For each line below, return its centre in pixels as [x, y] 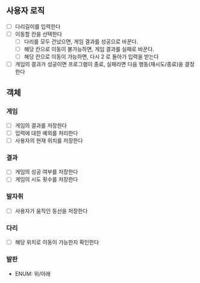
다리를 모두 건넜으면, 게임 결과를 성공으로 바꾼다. [81, 42]
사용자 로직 [26, 11]
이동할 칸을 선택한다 [38, 34]
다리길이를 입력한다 [38, 26]
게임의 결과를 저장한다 [41, 125]
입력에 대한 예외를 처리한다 [46, 133]
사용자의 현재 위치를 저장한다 [49, 141]
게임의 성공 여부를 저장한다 [46, 172]
